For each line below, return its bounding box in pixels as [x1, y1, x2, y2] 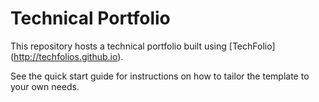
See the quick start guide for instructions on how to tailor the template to [10, 70, 310, 82]
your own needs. [10, 80, 80, 92]
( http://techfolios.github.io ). [10, 50, 124, 62]
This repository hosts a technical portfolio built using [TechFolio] [10, 40, 276, 52]
